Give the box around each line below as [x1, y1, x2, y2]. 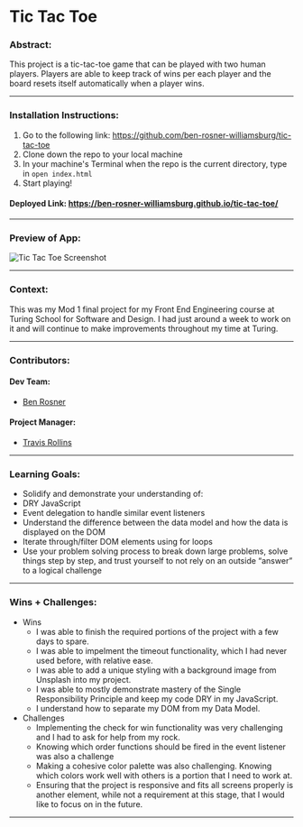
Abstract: [9, 39, 52, 51]
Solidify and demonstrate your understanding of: [22, 489, 204, 500]
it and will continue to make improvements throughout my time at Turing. [9, 323, 279, 334]
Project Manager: [9, 417, 77, 427]
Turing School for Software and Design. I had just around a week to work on [9, 313, 291, 324]
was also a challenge [35, 750, 115, 761]
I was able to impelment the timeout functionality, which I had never [35, 645, 288, 656]
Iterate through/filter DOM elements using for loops [22, 537, 214, 547]
